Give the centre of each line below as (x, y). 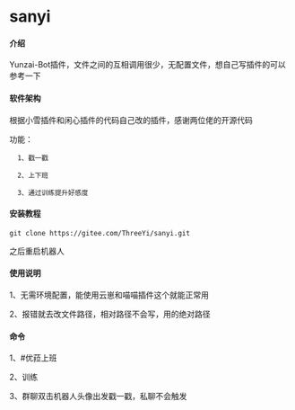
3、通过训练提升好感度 (53, 192)
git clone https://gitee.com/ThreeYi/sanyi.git (100, 233)
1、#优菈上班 (33, 358)
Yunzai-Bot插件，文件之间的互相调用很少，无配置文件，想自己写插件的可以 (148, 65)
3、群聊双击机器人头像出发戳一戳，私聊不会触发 (98, 397)
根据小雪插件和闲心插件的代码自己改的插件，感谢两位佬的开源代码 (131, 120)
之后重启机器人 (37, 251)
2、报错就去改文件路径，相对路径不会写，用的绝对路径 (110, 314)
